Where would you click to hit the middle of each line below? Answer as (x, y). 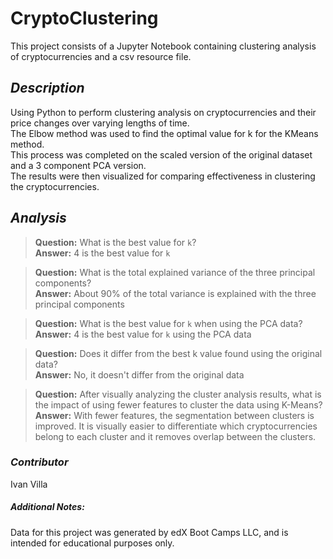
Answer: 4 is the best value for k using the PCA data (143, 334)
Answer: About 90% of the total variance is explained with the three (175, 293)
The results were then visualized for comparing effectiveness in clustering (163, 176)
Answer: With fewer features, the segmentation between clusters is (174, 415)
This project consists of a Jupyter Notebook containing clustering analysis (163, 46)
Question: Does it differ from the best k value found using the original (178, 353)
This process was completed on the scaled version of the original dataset (161, 154)
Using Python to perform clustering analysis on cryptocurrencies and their (163, 112)
